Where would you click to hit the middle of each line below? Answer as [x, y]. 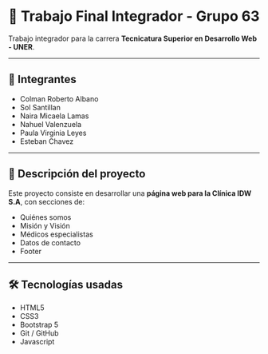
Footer [31, 251]
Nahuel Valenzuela [51, 124]
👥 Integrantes [43, 80]
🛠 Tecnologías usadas [66, 284]
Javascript [37, 342]
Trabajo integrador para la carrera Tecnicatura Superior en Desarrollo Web [133, 38]
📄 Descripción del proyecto [77, 174]
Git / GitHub [39, 333]
